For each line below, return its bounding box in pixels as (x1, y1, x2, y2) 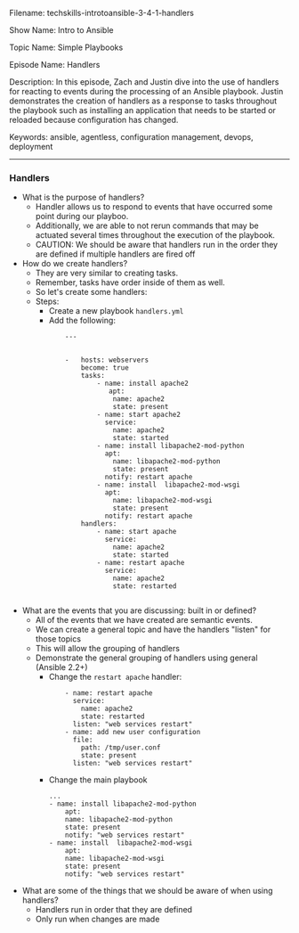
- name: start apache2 (96, 410, 181, 420)
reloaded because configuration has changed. (9, 115, 179, 125)
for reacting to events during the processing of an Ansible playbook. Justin (9, 86, 284, 96)
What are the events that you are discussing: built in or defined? (21, 605, 256, 616)
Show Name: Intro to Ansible (9, 25, 114, 35)
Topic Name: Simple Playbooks (9, 42, 124, 53)
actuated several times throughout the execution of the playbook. (35, 230, 276, 241)
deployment (9, 142, 53, 151)
